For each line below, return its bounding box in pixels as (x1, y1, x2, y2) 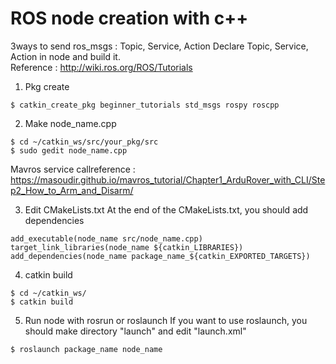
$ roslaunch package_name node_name (10, 344, 163, 354)
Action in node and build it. (10, 50, 121, 62)
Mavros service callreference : (10, 163, 136, 175)
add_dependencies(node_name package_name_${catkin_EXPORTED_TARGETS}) (10, 251, 311, 261)
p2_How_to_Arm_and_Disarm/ (10, 184, 134, 196)
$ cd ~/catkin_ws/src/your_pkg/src (10, 137, 159, 147)
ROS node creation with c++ (10, 7, 249, 30)
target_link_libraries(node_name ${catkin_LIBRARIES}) (10, 242, 244, 252)
